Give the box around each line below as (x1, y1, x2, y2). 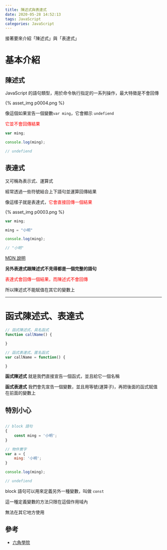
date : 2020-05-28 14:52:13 (5, 12, 61, 17)
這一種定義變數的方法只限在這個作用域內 (5, 498, 88, 505)
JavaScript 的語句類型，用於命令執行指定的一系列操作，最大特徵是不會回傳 (5, 90, 159, 96)
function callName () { (5, 332, 52, 337)
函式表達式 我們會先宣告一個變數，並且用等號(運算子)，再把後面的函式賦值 (5, 384, 158, 390)
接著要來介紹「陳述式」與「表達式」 (5, 35, 80, 41)
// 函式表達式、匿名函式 (5, 350, 49, 355)
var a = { (5, 451, 26, 457)
